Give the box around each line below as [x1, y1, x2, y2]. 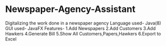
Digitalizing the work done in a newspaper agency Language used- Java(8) [5, 20, 161, 26]
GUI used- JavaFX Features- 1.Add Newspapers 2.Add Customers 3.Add [5, 25, 156, 31]
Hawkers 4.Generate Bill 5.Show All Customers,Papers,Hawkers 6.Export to [5, 30, 161, 36]
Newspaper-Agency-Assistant [5, 3, 136, 15]
